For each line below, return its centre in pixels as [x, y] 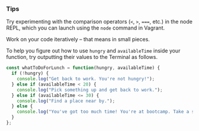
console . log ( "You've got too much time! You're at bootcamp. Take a [103, 112]
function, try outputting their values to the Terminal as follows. [82, 57]
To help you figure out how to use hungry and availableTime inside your [93, 51]
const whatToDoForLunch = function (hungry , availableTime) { [83, 68]
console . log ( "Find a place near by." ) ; [66, 101]
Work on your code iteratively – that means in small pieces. [78, 40]
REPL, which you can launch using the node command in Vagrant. [85, 28]
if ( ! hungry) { [30, 73]
